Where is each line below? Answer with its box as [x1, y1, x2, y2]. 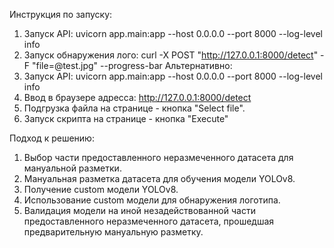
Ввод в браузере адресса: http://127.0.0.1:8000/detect [23, 92, 252, 103]
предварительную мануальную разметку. [23, 226, 204, 238]
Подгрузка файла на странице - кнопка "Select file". [23, 102, 246, 114]
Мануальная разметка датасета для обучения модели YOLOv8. [23, 173, 296, 184]
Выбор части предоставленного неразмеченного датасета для [23, 152, 294, 163]
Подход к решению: [9, 132, 95, 144]
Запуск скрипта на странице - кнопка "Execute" [23, 113, 229, 124]
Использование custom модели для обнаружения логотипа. [23, 194, 281, 206]
